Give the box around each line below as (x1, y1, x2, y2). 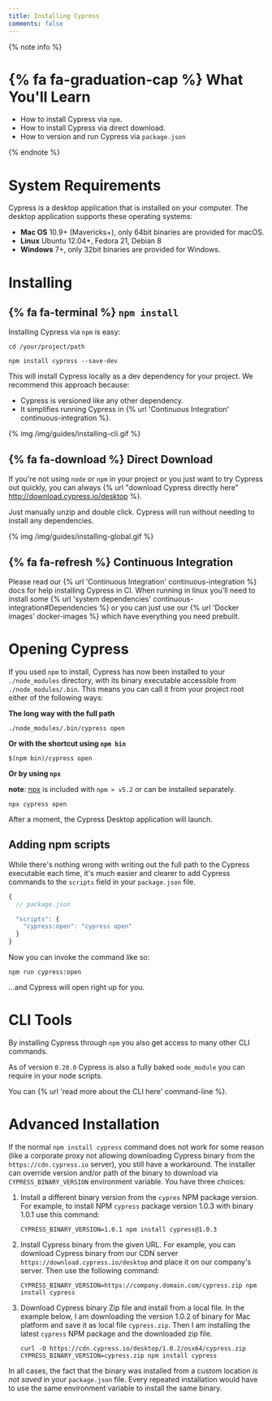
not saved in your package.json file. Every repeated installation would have (8, 1374, 258, 1384)
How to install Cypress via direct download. (19, 123, 166, 133)
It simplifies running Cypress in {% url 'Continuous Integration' (19, 405, 230, 414)
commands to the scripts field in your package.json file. (8, 877, 196, 887)
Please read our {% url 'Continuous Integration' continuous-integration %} (8, 577, 257, 586)
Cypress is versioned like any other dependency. (19, 396, 184, 405)
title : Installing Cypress (8, 11, 100, 20)
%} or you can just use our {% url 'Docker (98, 603, 240, 612)
